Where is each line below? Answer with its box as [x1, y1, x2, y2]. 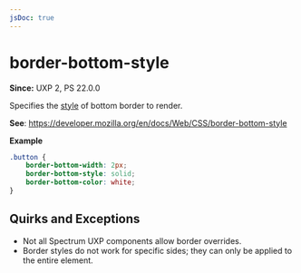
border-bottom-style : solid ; [25, 170, 136, 179]
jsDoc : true [9, 13, 54, 23]
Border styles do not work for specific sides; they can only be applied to [22, 245, 293, 256]
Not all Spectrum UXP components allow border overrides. [22, 235, 242, 246]
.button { [9, 152, 47, 161]
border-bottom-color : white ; [25, 178, 136, 187]
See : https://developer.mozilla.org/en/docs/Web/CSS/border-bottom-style [9, 117, 287, 128]
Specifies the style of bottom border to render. [9, 100, 183, 111]
